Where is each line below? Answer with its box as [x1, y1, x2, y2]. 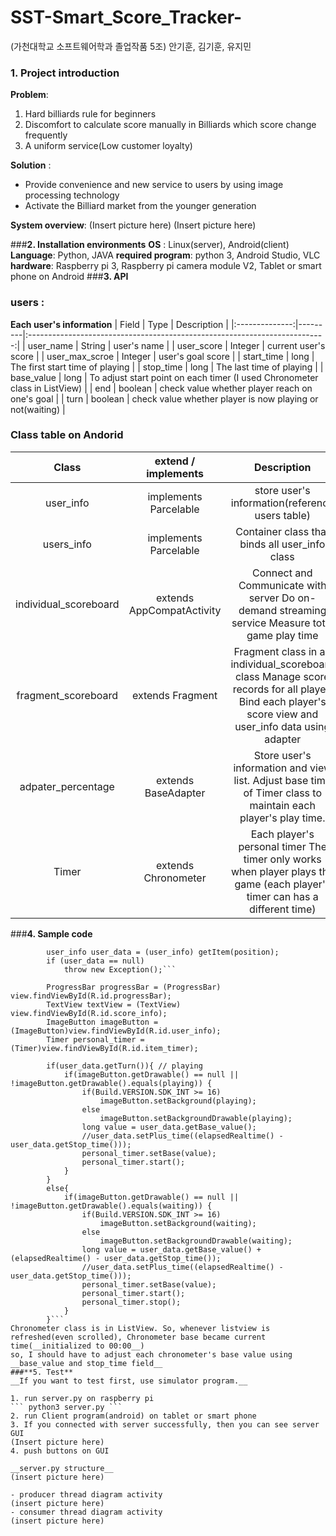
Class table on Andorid [10, 428, 124, 442]
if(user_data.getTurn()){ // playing [46, 1061, 203, 1071]
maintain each [249, 798, 316, 812]
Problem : [10, 89, 49, 101]
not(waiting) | [10, 403, 66, 415]
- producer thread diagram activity [10, 1489, 163, 1500]
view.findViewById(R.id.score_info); [10, 1008, 168, 1018]
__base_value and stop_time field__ [10, 1358, 163, 1368]
